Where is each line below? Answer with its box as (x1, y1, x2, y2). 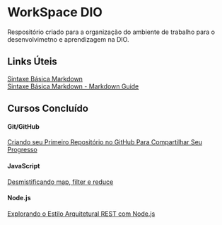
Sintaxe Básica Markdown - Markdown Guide (7, 82, 139, 91)
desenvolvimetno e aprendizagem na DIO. (7, 35, 129, 43)
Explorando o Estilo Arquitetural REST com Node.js (7, 209, 156, 218)
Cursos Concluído (7, 103, 88, 115)
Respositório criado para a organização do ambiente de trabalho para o (7, 28, 216, 36)
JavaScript (7, 161, 40, 170)
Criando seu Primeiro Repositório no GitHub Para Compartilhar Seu (7, 138, 203, 146)
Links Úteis (7, 56, 58, 68)
